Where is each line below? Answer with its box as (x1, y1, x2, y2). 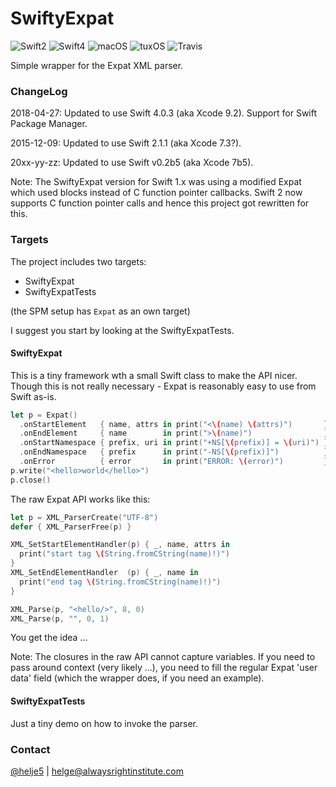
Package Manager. (10, 118, 88, 130)
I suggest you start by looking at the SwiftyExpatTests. (10, 324, 235, 336)
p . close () (10, 475, 52, 485)
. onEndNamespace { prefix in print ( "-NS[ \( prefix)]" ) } (19, 447, 329, 457)
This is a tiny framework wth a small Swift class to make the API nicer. (10, 369, 298, 381)
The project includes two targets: (10, 255, 147, 267)
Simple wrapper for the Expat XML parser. (10, 59, 184, 71)
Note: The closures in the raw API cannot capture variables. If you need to (10, 651, 316, 663)
